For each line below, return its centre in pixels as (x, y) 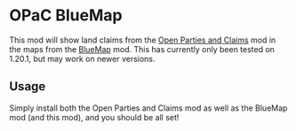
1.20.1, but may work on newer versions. (82, 58)
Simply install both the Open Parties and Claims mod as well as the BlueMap (148, 108)
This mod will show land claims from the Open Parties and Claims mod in (143, 40)
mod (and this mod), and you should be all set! (94, 117)
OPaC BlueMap (66, 15)
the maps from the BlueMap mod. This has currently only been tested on (142, 49)
